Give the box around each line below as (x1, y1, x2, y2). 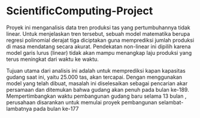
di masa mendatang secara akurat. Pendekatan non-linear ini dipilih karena (6, 43, 191, 50)
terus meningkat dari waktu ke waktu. (6, 55, 99, 63)
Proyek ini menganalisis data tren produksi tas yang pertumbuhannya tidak (6, 24, 190, 31)
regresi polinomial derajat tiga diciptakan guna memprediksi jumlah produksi (6, 36, 195, 44)
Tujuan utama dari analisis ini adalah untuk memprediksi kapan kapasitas (6, 67, 186, 74)
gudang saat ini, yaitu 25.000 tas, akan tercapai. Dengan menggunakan (6, 73, 183, 80)
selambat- (158, 98, 184, 105)
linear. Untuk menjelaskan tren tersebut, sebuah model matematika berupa (6, 30, 190, 37)
